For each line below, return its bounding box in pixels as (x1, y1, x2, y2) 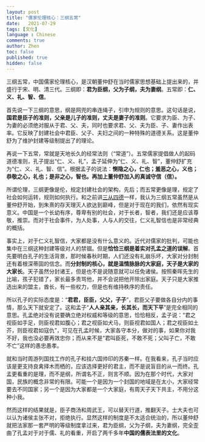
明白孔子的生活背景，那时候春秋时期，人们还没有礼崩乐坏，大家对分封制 (16, 252, 199, 260)
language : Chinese (6, 32, 56, 38)
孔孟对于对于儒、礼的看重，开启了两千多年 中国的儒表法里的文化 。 (16, 429, 183, 436)
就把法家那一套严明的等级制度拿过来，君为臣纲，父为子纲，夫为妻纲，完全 (6, 421, 193, 429)
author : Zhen (6, 43, 40, 50)
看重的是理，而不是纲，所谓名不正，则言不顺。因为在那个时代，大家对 (16, 370, 193, 377)
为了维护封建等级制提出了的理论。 (11, 137, 98, 144)
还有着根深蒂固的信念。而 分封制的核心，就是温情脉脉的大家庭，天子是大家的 (6, 260, 199, 267)
